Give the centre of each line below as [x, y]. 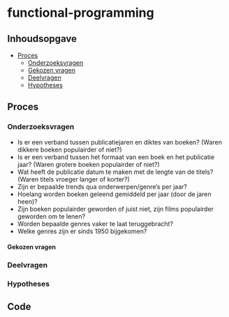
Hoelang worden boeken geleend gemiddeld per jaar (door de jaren [114, 194]
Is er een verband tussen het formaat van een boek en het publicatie [116, 157]
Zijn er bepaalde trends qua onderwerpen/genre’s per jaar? [102, 186]
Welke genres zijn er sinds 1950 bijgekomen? [82, 231]
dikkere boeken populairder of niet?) [69, 149]
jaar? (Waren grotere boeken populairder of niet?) [88, 164]
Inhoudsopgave [42, 39]
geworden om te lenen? [51, 216]
